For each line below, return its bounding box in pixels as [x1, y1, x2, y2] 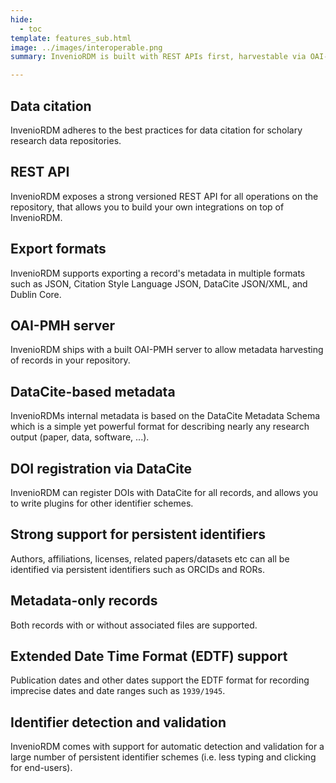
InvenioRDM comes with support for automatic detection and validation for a [10, 741, 325, 753]
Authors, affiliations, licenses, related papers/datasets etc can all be [10, 552, 290, 565]
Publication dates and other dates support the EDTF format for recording [10, 674, 310, 686]
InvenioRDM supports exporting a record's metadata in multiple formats [10, 267, 306, 279]
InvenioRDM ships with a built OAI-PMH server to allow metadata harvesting [10, 344, 324, 356]
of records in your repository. [10, 354, 131, 366]
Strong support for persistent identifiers [10, 526, 266, 543]
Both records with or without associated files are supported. [10, 619, 258, 631]
